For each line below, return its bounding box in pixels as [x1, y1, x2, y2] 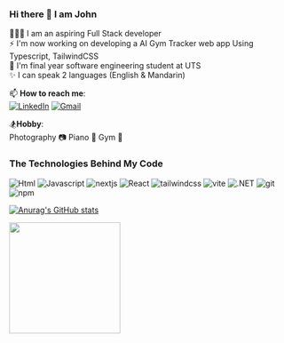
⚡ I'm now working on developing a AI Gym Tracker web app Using [9, 38, 254, 49]
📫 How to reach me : [9, 88, 86, 99]
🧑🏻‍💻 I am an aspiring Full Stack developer [9, 28, 162, 39]
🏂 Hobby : [9, 119, 44, 130]
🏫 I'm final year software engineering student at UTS [9, 60, 201, 71]
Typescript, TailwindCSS [9, 51, 99, 61]
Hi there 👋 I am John [9, 8, 98, 20]
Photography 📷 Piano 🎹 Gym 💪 [9, 132, 123, 143]
